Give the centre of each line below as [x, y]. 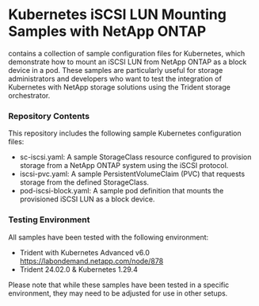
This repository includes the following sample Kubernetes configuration [125, 133]
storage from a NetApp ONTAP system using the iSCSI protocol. [124, 166]
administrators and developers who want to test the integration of [115, 78]
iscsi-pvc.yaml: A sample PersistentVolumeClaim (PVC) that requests [132, 174]
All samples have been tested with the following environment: [109, 237]
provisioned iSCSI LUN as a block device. [87, 199]
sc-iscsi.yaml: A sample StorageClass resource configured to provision [135, 157]
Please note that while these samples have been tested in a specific [119, 285]
